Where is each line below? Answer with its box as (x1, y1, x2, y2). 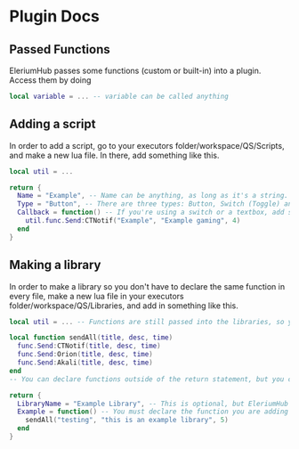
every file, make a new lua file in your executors (9, 290, 184, 301)
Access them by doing (9, 75, 92, 86)
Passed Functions (9, 42, 110, 57)
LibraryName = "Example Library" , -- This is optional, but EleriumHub (17, 399, 289, 408)
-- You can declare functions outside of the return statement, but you (9, 374, 285, 384)
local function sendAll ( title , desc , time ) (9, 333, 174, 342)
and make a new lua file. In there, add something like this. (9, 150, 220, 160)
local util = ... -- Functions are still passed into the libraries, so (9, 317, 285, 326)
